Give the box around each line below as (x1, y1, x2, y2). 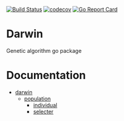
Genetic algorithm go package (6, 47, 82, 54)
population (24, 95, 51, 102)
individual (33, 101, 57, 109)
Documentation (6, 69, 86, 82)
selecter (33, 108, 54, 115)
